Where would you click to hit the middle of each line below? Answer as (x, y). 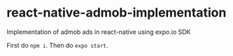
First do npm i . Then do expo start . (57, 45)
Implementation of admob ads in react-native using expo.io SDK (99, 32)
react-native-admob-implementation (116, 13)
